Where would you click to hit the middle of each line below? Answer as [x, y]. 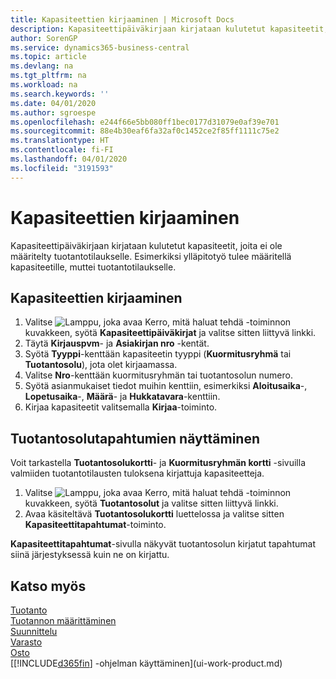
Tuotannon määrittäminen [63, 620]
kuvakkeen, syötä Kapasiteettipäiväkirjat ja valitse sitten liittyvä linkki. [170, 333]
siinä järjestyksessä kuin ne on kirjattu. [90, 555]
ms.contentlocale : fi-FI [62, 150]
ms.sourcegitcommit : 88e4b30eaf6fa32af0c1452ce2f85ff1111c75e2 [145, 131]
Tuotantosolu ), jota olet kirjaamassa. [101, 365]
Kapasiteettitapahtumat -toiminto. [95, 525]
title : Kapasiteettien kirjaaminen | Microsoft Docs [122, 19]
